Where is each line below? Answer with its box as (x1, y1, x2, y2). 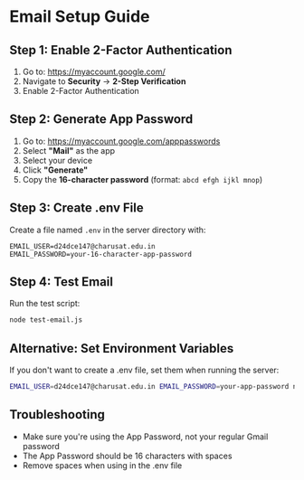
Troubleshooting (9, 407, 106, 422)
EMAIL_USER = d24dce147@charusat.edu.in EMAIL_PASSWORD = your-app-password (9, 382, 290, 391)
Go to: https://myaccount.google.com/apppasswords (22, 136, 221, 146)
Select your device (22, 155, 93, 165)
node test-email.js (9, 315, 83, 325)
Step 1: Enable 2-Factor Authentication (9, 42, 233, 58)
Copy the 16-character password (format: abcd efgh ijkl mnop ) (22, 174, 263, 184)
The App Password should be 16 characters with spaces (22, 450, 233, 461)
